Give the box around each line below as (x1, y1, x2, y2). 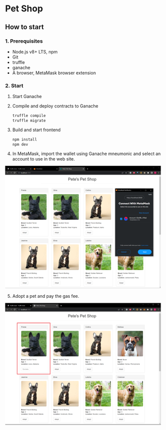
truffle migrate (12, 118, 46, 123)
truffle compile (12, 113, 46, 118)
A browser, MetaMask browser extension (12, 70, 96, 76)
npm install (12, 137, 37, 142)
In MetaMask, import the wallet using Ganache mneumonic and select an (12, 151, 161, 157)
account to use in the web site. (12, 156, 75, 162)
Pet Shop (5, 3, 43, 14)
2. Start (5, 82, 24, 89)
